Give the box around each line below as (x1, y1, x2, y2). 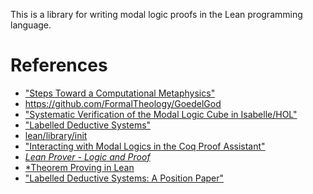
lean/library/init (24, 129, 88, 141)
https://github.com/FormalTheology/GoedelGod (24, 97, 222, 109)
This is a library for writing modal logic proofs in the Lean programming (10, 9, 303, 20)
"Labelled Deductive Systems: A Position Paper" (24, 172, 225, 184)
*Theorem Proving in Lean (24, 161, 135, 173)
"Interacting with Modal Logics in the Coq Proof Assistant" (24, 140, 266, 152)
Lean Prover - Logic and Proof (24, 150, 151, 163)
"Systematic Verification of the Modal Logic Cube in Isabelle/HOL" (24, 108, 298, 120)
